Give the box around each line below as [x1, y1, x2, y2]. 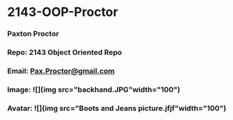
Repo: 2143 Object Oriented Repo [7, 48, 122, 58]
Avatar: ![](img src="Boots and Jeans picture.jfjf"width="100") [7, 103, 227, 113]
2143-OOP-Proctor [7, 4, 118, 20]
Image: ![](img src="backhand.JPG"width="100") [7, 85, 181, 94]
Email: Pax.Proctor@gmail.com [7, 66, 115, 76]
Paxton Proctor [7, 29, 59, 39]
